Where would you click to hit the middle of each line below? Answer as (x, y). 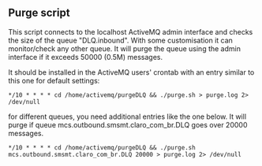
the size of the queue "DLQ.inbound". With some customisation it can (120, 40)
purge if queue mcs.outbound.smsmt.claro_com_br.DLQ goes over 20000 (128, 124)
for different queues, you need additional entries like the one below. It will (127, 116)
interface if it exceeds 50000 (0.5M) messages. (86, 57)
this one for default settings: (54, 80)
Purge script (39, 13)
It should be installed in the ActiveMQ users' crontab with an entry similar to (131, 72)
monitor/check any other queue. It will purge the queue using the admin (124, 48)
